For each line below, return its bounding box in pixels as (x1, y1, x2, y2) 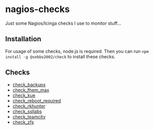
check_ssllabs (12, 108, 42, 114)
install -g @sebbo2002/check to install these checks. (5, 53, 116, 59)
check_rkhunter (12, 103, 45, 109)
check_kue (12, 92, 35, 98)
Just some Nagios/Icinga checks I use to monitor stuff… (5, 20, 121, 26)
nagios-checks (5, 4, 70, 15)
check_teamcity (12, 113, 46, 119)
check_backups (12, 82, 46, 88)
